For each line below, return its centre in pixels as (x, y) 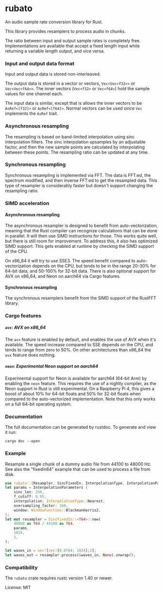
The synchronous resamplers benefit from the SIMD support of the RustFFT (81, 298)
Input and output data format (40, 64)
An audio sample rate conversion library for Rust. (54, 22)
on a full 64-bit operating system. (38, 404)
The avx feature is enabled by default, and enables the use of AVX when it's (81, 339)
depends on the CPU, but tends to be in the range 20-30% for (94, 266)
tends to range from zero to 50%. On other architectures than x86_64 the (78, 350)
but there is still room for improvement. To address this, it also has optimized (81, 241)
